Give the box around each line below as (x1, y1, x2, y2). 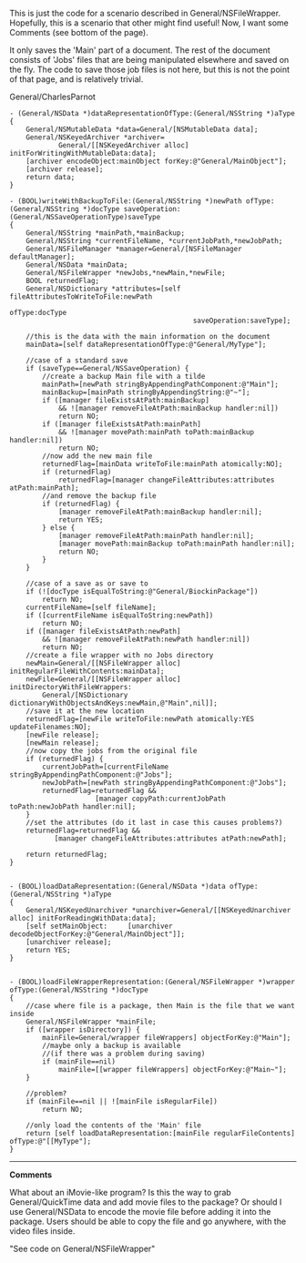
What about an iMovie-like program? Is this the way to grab (9, 1187, 232, 1197)
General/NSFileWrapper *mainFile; (25, 1017, 157, 1026)
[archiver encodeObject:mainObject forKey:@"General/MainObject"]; (25, 157, 287, 166)
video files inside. (9, 1226, 76, 1237)
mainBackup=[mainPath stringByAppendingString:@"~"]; (42, 388, 250, 397)
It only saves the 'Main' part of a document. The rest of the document (9, 45, 270, 56)
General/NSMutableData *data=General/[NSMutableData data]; (25, 125, 259, 134)
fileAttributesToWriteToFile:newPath (9, 292, 153, 301)
